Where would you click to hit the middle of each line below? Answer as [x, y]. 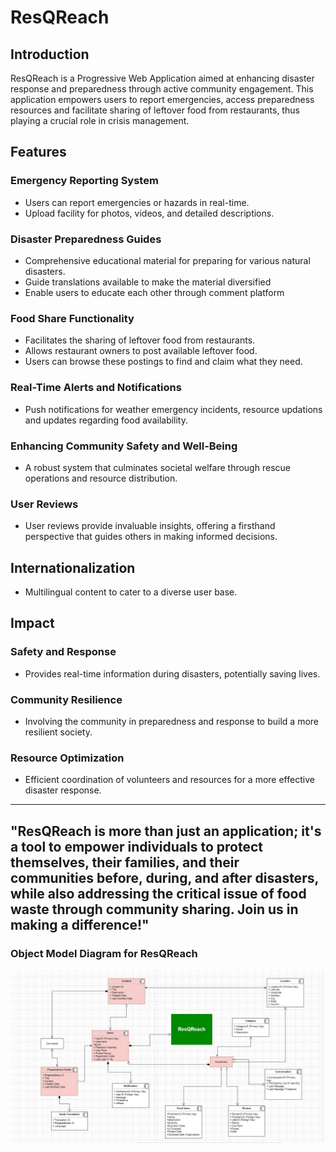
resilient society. [58, 732]
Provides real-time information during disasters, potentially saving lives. [172, 673]
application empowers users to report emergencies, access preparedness [162, 99]
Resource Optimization [67, 758]
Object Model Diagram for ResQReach [104, 953]
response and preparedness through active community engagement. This [162, 89]
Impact [32, 623]
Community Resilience [66, 699]
